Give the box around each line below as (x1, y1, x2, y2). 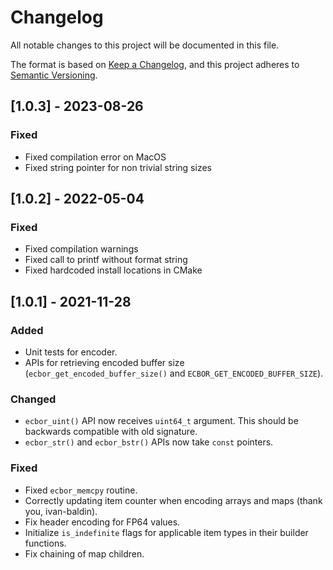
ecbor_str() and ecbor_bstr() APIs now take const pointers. (24, 436, 274, 448)
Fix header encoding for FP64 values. (24, 516, 181, 528)
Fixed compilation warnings (24, 243, 139, 255)
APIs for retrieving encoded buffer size (24, 357, 185, 368)
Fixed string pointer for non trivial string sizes (24, 161, 212, 173)
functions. (24, 537, 67, 549)
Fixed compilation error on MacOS (24, 151, 167, 163)
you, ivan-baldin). (24, 505, 98, 517)
